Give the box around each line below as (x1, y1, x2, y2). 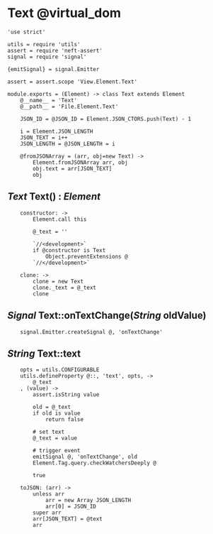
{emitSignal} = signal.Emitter (7, 65, 100, 72)
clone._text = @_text (33, 284, 97, 291)
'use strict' (7, 28, 46, 36)
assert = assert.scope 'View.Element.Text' (7, 78, 138, 85)
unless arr (33, 491, 65, 498)
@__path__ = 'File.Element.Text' (20, 103, 119, 110)
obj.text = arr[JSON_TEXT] (33, 165, 113, 172)
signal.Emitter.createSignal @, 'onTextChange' (20, 328, 163, 335)
